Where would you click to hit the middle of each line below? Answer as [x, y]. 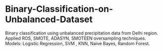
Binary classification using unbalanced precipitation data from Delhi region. [81, 33]
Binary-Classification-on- [59, 9]
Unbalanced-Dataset [49, 19]
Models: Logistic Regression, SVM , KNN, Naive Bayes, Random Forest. [78, 43]
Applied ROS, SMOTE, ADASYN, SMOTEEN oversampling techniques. [76, 38]
